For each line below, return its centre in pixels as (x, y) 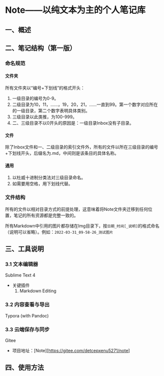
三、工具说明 (25, 249)
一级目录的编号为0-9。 (35, 99)
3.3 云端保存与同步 (27, 329)
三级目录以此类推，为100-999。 (44, 117)
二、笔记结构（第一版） (41, 48)
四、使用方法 (25, 368)
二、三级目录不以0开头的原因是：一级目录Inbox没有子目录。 (73, 123)
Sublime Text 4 (20, 275)
